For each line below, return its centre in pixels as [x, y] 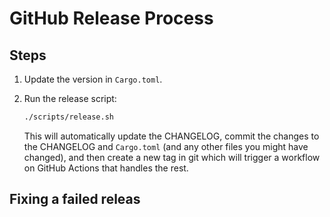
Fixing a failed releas [75, 199]
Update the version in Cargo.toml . [93, 79]
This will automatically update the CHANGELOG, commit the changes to [171, 136]
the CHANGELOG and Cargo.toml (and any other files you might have [166, 146]
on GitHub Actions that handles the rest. [106, 168]
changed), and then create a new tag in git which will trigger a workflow [172, 157]
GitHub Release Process [111, 18]
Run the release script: [70, 98]
